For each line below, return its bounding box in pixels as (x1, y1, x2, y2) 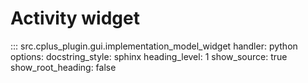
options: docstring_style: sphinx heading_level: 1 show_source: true (10, 50, 288, 62)
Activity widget (10, 7, 140, 30)
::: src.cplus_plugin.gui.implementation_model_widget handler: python (10, 40, 298, 52)
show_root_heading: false (10, 61, 117, 73)
